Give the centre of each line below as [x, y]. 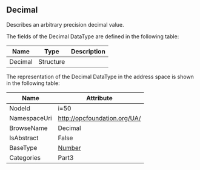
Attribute [100, 98]
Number [69, 148]
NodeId [20, 108]
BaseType [23, 148]
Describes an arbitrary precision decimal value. [65, 24]
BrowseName [28, 128]
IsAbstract [24, 138]
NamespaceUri [31, 118]
